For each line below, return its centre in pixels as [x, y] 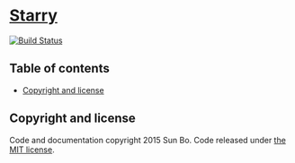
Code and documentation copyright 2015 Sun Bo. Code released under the [147, 140]
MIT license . [32, 150]
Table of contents [59, 69]
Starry [34, 16]
